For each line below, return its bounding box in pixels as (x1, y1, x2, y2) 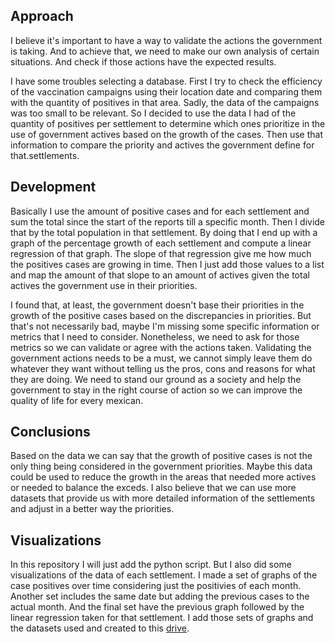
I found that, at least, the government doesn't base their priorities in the (10, 299, 305, 311)
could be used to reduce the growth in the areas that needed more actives (10, 471, 317, 483)
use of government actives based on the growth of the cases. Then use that (10, 128, 323, 140)
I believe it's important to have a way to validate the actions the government (10, 34, 323, 46)
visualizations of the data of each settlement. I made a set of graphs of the (10, 569, 318, 581)
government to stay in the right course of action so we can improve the (10, 384, 303, 396)
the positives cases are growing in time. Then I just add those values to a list (10, 258, 325, 270)
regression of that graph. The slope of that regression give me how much (10, 247, 312, 259)
